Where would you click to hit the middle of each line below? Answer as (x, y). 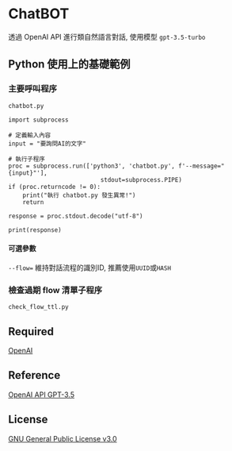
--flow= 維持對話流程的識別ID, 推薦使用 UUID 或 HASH (90, 268)
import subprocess (38, 120)
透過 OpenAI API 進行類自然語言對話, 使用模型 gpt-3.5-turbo (107, 37)
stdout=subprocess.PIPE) (141, 179)
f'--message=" (201, 166)
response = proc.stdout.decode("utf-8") (76, 216)
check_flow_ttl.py (38, 307)
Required (31, 332)
